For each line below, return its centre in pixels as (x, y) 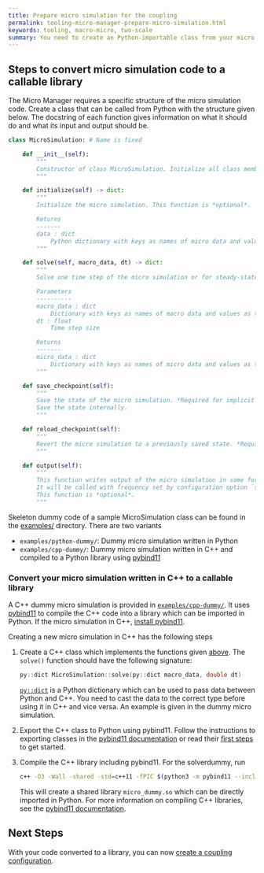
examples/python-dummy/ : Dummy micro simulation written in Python (128, 541)
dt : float (54, 321)
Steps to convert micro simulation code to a (117, 69)
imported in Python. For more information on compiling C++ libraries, (131, 800)
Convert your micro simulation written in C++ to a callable (121, 578)
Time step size (75, 328)
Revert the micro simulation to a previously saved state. (135, 444)
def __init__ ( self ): (56, 154)
